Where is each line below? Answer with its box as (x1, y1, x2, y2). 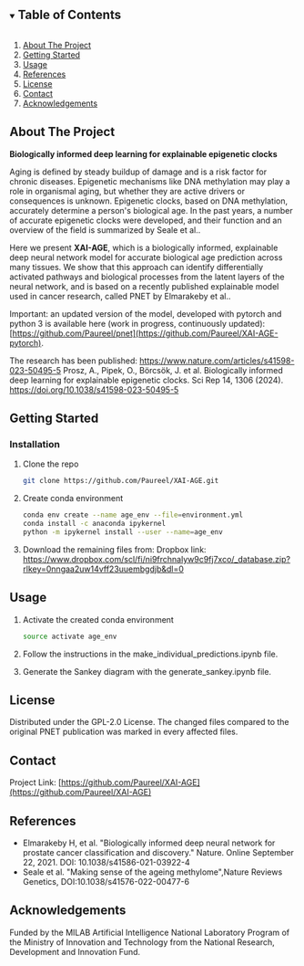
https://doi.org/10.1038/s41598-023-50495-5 (9, 383, 179, 395)
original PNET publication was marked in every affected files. (9, 726, 238, 738)
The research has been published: (9, 355, 138, 366)
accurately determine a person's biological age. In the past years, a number (9, 205, 293, 215)
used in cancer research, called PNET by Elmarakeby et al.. (9, 290, 231, 301)
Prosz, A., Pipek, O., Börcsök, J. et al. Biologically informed (63, 364, 284, 375)
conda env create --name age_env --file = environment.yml (22, 510, 244, 520)
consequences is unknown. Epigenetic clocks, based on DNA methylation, (9, 195, 289, 206)
